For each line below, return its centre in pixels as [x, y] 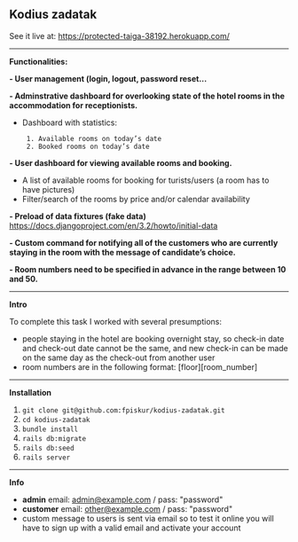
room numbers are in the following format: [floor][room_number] [140, 366]
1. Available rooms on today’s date [94, 138]
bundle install [50, 429]
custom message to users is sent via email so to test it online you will [148, 518]
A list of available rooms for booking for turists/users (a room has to [145, 180]
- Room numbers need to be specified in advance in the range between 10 [148, 269]
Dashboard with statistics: [70, 122]
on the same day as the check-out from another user [118, 357]
